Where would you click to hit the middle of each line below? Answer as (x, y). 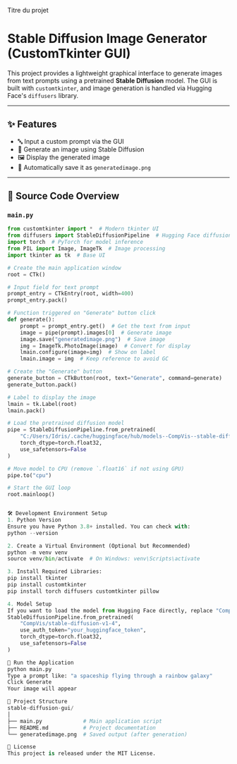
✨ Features (32, 124)
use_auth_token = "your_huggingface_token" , (83, 630)
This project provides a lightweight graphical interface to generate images (115, 73)
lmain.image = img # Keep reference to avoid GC (95, 359)
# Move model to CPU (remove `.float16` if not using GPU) (96, 469)
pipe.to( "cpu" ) (30, 475)
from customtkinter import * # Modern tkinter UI (83, 229)
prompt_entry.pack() (38, 300)
